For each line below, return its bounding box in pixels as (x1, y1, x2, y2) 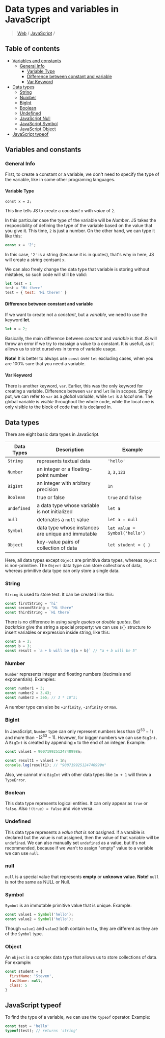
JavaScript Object (19, 126, 56, 132)
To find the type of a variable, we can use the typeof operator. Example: (5, 1014, 151, 1020)
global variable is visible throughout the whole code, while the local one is (5, 399, 155, 405)
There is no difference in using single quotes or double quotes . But (5, 619, 140, 625)
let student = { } (108, 542, 151, 548)
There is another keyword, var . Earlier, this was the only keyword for (5, 383, 143, 389)
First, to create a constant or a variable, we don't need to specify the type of (5, 171, 160, 177)
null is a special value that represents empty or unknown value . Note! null (5, 874, 159, 880)
